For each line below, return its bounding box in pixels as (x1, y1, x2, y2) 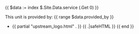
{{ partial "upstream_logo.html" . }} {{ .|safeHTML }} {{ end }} (12, 23, 134, 29)
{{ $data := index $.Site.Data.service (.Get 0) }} (5, 5, 99, 10)
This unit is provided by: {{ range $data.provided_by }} (5, 14, 114, 19)
